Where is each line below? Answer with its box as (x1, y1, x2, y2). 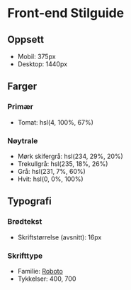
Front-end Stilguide (7, 5, 125, 21)
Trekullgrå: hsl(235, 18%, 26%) (17, 159, 108, 168)
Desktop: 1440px (17, 60, 68, 68)
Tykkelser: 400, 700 (17, 274, 76, 283)
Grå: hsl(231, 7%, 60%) (17, 167, 86, 175)
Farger (7, 81, 38, 93)
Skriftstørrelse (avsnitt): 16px (17, 233, 102, 242)
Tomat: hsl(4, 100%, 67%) (17, 118, 94, 126)
